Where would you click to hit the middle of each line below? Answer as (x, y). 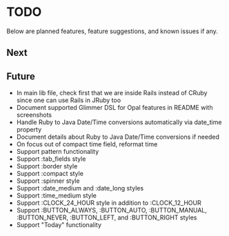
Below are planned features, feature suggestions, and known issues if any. (112, 31)
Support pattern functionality (58, 152)
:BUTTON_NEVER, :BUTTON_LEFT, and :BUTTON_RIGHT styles (107, 217)
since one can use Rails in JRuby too (69, 100)
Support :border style (47, 166)
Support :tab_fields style (51, 159)
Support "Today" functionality (59, 225)
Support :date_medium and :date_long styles (80, 188)
